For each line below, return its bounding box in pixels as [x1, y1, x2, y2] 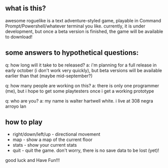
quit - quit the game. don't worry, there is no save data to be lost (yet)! [12, 147, 159, 154]
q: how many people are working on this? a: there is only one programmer [5, 82, 159, 88]
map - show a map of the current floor [12, 137, 93, 143]
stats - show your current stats [12, 142, 77, 148]
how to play [5, 118, 43, 126]
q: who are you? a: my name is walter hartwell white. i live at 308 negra [5, 97, 153, 104]
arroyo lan [5, 103, 26, 109]
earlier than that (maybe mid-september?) [5, 73, 93, 79]
